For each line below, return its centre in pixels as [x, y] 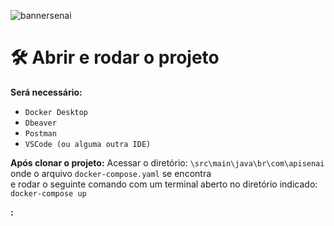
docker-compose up [48, 193]
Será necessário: [46, 92]
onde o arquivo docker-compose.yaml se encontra [111, 173]
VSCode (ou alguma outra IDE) [88, 144]
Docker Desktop [56, 112]
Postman [40, 133]
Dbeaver [40, 123]
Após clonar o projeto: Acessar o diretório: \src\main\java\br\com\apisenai [167, 162]
